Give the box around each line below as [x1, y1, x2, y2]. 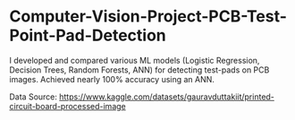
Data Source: [9, 91, 58, 102]
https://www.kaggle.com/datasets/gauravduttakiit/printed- [59, 91, 275, 102]
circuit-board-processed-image [9, 100, 127, 111]
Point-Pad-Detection [9, 25, 167, 46]
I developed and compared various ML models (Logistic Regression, [9, 55, 260, 65]
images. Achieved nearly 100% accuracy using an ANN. [9, 73, 215, 84]
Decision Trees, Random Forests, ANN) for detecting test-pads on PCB [9, 64, 270, 75]
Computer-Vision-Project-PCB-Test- [9, 6, 288, 27]
